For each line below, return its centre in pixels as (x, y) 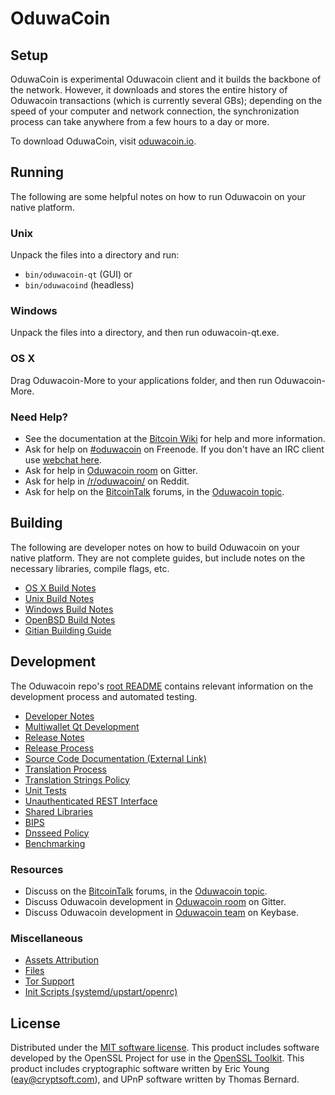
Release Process (59, 748)
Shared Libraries (58, 811)
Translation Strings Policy (77, 779)
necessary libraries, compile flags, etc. (90, 568)
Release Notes (54, 737)
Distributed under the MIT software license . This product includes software (165, 1048)
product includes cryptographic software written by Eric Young (140, 1069)
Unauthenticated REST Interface (91, 801)
